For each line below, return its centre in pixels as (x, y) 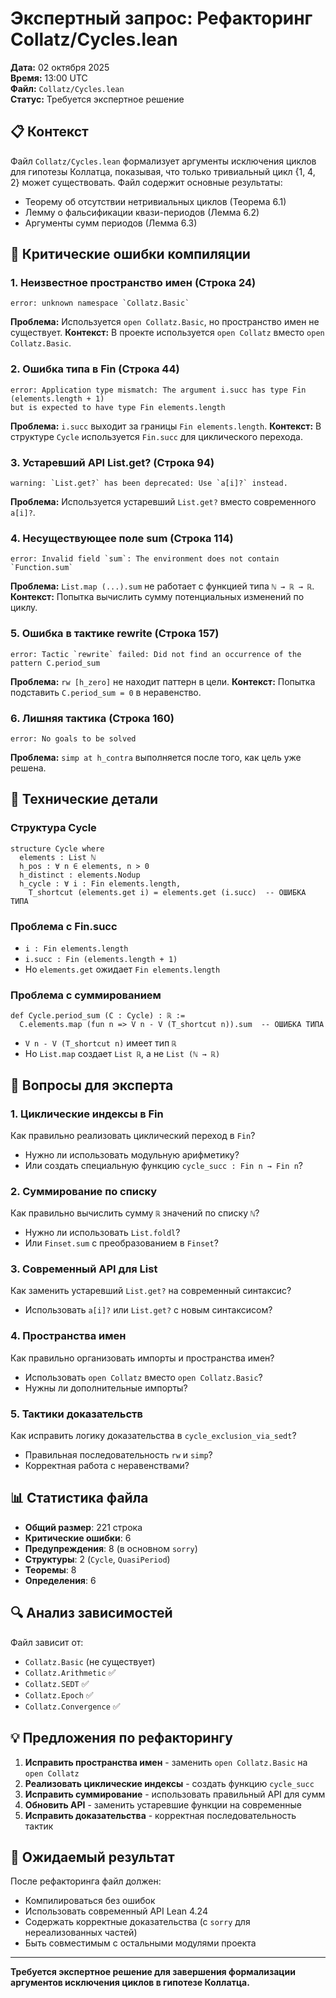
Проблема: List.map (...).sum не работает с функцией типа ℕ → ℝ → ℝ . (162, 586)
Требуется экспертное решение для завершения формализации (153, 1972)
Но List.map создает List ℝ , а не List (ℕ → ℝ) (122, 1054)
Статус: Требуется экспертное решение (97, 99)
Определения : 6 (60, 1580)
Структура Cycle (53, 828)
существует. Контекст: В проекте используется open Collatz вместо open (167, 333)
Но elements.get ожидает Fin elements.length (122, 969)
